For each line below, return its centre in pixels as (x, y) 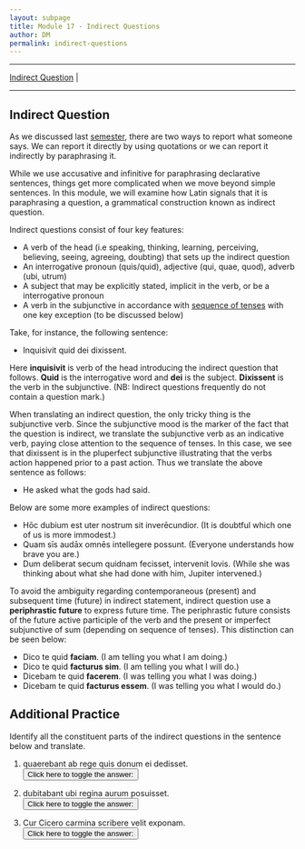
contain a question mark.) (57, 397)
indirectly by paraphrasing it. (63, 156)
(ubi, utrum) (44, 276)
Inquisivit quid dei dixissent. (74, 350)
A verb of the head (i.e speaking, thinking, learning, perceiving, (140, 247)
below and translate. (48, 745)
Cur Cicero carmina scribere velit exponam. (104, 823)
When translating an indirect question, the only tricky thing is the (130, 415)
